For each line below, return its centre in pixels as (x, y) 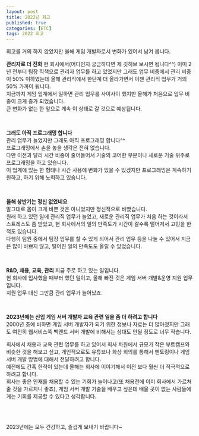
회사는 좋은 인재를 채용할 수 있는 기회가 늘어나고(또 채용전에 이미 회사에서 (91, 382)
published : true (26, 23)
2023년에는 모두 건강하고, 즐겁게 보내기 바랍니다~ (64, 427)
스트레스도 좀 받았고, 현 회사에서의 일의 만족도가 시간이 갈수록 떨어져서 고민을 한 (99, 224)
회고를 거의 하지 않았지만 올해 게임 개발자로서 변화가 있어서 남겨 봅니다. (89, 52)
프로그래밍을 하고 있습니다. (37, 163)
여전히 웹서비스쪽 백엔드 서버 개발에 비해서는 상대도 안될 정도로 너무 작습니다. (102, 332)
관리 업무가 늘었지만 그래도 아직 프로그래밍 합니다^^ (66, 140)
